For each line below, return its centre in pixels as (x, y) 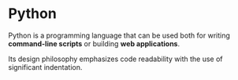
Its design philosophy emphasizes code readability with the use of (115, 59)
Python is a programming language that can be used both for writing (119, 35)
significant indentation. (45, 67)
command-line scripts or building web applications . (94, 43)
